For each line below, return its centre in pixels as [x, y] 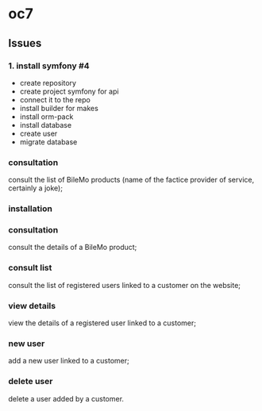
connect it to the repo [55, 99]
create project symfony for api [69, 91]
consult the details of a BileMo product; [73, 248]
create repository [48, 83]
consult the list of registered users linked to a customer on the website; [124, 285]
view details [32, 305]
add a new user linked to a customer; [69, 361]
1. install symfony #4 [49, 66]
